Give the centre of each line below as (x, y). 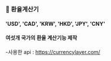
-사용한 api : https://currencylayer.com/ (53, 52)
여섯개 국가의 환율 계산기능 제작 (41, 38)
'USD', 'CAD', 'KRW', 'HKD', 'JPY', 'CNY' (56, 23)
